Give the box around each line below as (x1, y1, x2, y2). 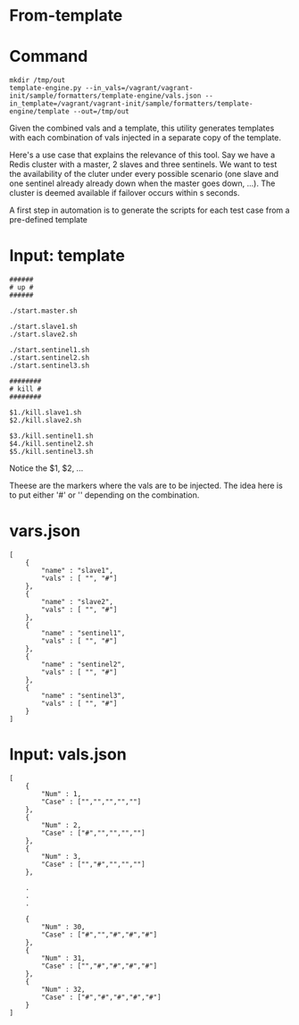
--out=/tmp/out (72, 107, 129, 116)
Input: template (9, 246, 125, 266)
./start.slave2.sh (9, 330, 78, 340)
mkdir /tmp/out (9, 76, 66, 85)
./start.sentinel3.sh (9, 361, 90, 371)
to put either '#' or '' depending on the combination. (9, 490, 200, 500)
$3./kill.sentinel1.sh (9, 432, 94, 441)
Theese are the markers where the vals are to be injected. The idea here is (9, 480, 283, 491)
